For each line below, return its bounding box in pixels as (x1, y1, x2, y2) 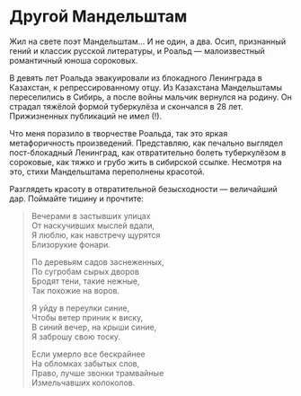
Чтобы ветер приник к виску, (31, 312, 144, 322)
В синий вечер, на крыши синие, (31, 321, 157, 332)
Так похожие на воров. (31, 285, 120, 295)
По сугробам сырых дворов (31, 266, 139, 277)
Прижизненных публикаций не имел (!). (9, 110, 163, 121)
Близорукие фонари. (31, 239, 111, 250)
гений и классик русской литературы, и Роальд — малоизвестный (9, 45, 265, 56)
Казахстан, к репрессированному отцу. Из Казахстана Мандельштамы (9, 82, 283, 92)
